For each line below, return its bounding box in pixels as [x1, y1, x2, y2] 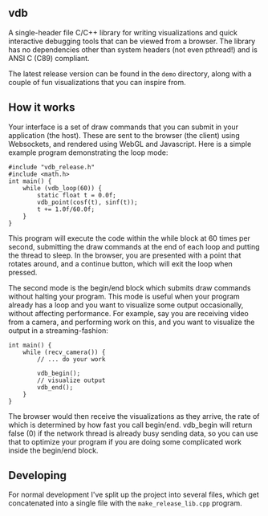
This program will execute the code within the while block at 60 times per [8, 233, 251, 243]
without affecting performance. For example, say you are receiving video [8, 308, 249, 318]
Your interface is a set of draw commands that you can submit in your [8, 122, 239, 132]
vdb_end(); [37, 383, 74, 392]
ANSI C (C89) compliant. [8, 53, 90, 63]
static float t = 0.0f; [37, 191, 116, 199]
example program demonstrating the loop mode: [8, 148, 169, 157]
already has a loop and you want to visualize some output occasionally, [8, 300, 244, 310]
